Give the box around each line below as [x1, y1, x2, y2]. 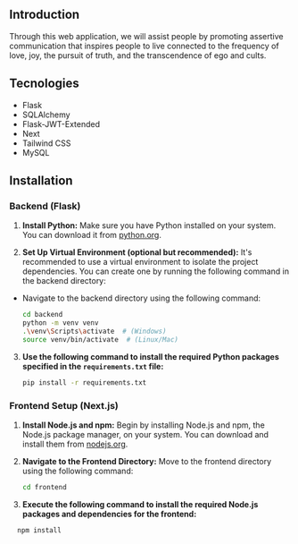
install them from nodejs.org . [21, 438, 128, 449]
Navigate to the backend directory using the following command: [21, 293, 261, 303]
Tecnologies [9, 76, 79, 91]
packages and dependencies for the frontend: [21, 508, 197, 519]
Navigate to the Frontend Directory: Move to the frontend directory [21, 455, 272, 466]
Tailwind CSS [21, 138, 71, 149]
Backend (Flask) [9, 200, 81, 212]
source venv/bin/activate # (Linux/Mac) [21, 335, 179, 344]
